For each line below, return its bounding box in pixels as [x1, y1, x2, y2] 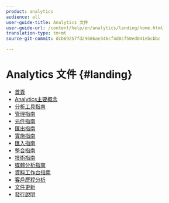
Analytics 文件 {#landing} [6, 68, 133, 81]
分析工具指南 [14, 103, 46, 110]
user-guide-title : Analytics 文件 [6, 19, 89, 25]
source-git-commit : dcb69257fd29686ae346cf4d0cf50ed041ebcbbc [6, 36, 161, 42]
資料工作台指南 [14, 168, 51, 176]
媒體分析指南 [14, 161, 46, 168]
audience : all [6, 14, 41, 20]
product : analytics [6, 8, 54, 15]
